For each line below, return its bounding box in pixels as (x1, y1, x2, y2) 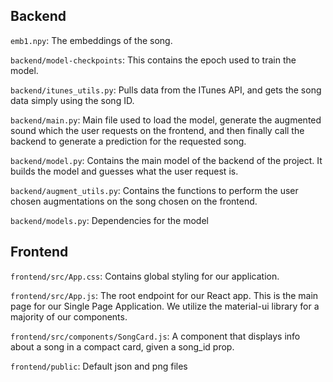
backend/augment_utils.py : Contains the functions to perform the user (10, 184, 299, 196)
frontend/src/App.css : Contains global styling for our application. (10, 270, 280, 282)
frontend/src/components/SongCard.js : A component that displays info (10, 330, 301, 342)
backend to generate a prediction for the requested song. (10, 135, 247, 147)
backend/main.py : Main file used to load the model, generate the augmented (10, 114, 322, 126)
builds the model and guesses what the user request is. (10, 165, 239, 177)
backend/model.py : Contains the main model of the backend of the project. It (10, 154, 323, 166)
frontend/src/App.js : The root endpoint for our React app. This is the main (10, 289, 319, 301)
